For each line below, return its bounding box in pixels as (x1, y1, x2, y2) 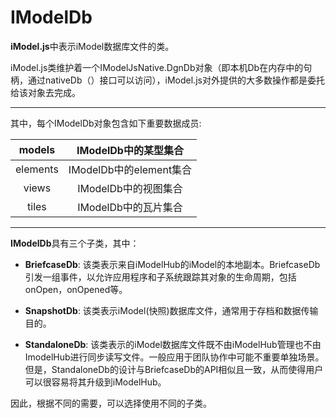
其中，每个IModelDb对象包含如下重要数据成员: (10, 117, 202, 129)
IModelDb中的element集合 (68, 162, 193, 176)
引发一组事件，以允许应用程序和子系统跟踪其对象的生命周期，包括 (24, 271, 297, 283)
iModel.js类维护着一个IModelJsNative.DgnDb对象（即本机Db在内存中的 (10, 61, 304, 73)
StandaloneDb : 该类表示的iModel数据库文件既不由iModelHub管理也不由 (24, 338, 322, 350)
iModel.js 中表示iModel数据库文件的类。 (10, 40, 175, 52)
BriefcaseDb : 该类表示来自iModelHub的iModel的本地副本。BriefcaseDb (24, 258, 321, 270)
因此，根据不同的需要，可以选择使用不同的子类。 (10, 397, 212, 409)
